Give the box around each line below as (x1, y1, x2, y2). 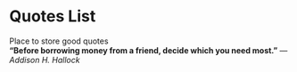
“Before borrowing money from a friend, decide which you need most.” (9, 44, 278, 55)
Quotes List (9, 6, 96, 27)
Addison (9, 54, 40, 65)
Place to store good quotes (9, 36, 109, 46)
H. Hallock (41, 54, 80, 65)
